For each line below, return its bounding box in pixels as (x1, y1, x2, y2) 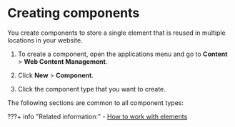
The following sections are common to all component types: (7, 98, 184, 107)
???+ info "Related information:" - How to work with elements (7, 112, 188, 121)
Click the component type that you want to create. (17, 84, 166, 93)
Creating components (7, 5, 140, 21)
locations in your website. (7, 35, 84, 44)
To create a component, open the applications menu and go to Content (17, 50, 228, 58)
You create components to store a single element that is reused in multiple (7, 28, 226, 37)
